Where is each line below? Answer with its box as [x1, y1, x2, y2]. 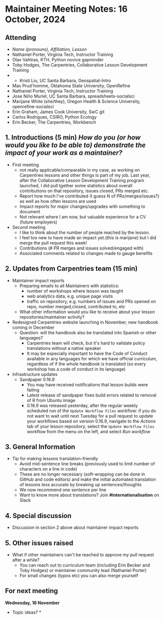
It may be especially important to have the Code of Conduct [26, 350, 148, 356]
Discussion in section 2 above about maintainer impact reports [12, 524, 139, 530]
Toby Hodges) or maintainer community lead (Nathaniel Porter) [19, 568, 147, 573]
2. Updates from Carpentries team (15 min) [5, 265, 138, 273]
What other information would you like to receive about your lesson [19, 309, 155, 315]
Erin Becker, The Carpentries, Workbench [12, 119, 96, 125]
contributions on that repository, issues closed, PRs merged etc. [19, 188, 149, 194]
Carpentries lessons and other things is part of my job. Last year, [19, 172, 150, 178]
